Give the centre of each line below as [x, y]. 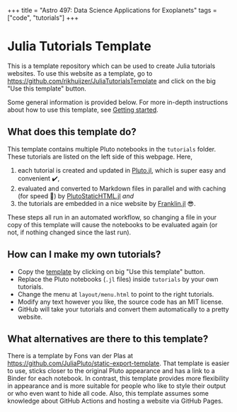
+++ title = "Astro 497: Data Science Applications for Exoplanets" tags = [112, 10]
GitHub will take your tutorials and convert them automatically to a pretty [123, 309]
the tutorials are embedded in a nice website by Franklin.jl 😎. [106, 203]
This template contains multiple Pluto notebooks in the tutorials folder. [112, 149]
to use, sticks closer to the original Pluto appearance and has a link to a [111, 371]
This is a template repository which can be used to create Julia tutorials [111, 66]
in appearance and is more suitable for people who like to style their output [117, 386]
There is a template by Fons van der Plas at [70, 356]
